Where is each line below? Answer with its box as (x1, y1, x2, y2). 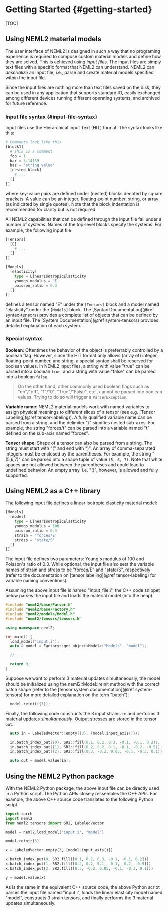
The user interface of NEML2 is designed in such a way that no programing (5, 48, 160, 54)
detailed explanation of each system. (5, 323, 82, 329)
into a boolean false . (5, 373, 49, 380)
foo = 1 (10, 153, 26, 159)
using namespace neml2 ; (5, 625, 55, 630)
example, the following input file (5, 227, 71, 233)
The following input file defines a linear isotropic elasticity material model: (5, 500, 157, 506)
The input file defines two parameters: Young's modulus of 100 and (5, 556, 144, 562)
